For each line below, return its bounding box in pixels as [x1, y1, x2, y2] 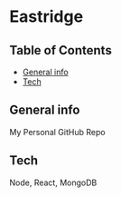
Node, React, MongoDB [9, 177, 98, 188]
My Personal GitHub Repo [9, 126, 106, 137]
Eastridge [9, 6, 84, 27]
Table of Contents [9, 43, 113, 58]
